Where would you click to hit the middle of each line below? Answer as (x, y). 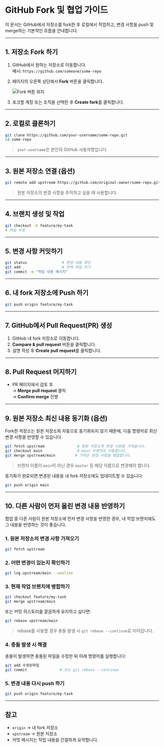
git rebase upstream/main (31, 621)
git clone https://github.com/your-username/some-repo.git (66, 135)
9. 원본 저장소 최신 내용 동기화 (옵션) (56, 418)
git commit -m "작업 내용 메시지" (37, 272)
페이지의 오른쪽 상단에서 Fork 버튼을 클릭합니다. (58, 81)
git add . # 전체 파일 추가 (48, 267)
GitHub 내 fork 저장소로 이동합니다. (46, 338)
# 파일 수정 (15, 230)
